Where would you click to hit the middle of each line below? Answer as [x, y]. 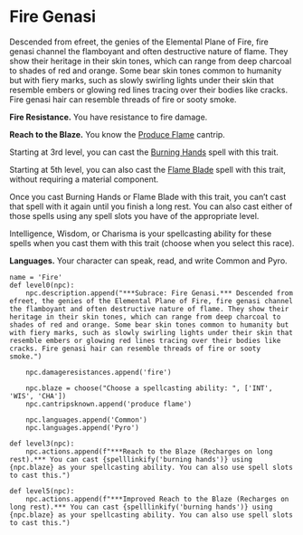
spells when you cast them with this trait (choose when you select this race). [152, 243]
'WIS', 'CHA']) [38, 396]
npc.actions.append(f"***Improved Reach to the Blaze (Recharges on [157, 499]
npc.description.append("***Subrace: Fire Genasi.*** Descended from [160, 293]
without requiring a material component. [84, 179]
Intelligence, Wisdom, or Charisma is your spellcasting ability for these [141, 234]
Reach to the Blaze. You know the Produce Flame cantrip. [118, 134]
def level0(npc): [42, 285]
